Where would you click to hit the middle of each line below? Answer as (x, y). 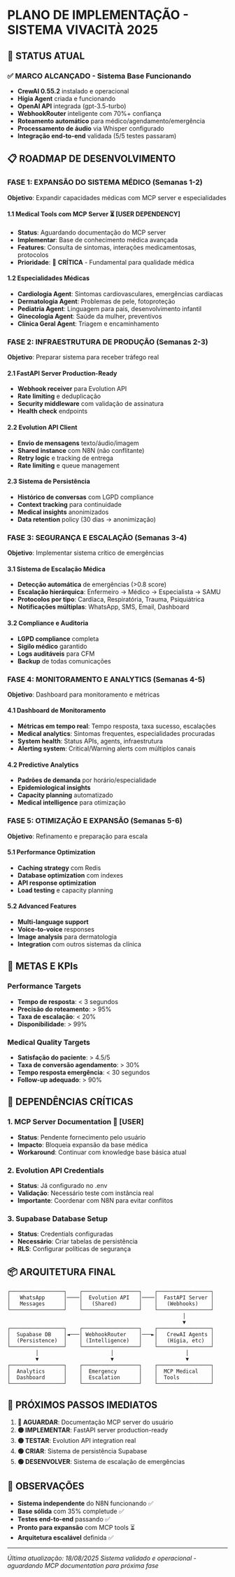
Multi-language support (53, 922)
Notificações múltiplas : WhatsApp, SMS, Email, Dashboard (103, 607)
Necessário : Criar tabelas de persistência (78, 1241)
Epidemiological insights (54, 788)
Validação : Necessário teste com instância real (85, 1193)
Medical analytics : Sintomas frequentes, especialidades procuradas (116, 734)
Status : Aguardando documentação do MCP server (92, 232)
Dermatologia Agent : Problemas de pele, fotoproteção (97, 301)
